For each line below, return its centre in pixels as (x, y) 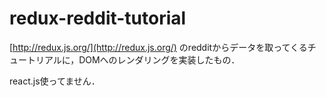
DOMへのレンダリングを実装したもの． (159, 59)
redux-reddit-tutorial (98, 18)
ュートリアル (35, 59)
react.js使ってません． (55, 81)
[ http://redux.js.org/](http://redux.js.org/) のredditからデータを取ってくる (158, 47)
